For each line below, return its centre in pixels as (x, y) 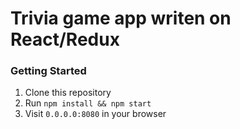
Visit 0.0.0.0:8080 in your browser (95, 114)
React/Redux (65, 39)
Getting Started (48, 71)
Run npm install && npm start (88, 103)
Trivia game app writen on (121, 18)
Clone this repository (68, 93)
